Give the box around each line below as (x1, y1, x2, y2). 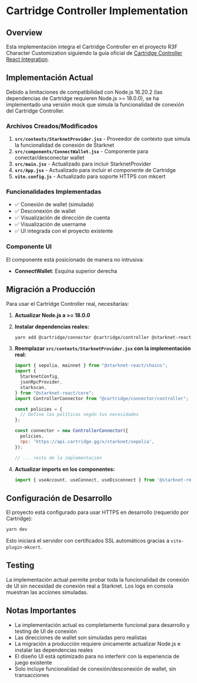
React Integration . (6, 56, 49, 62)
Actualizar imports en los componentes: (14, 466, 115, 473)
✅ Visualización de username (14, 221, 86, 228)
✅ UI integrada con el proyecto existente (14, 227, 113, 235)
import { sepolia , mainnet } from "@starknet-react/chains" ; (14, 362, 168, 369)
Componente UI (6, 243, 52, 251)
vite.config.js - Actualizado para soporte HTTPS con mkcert (14, 173, 166, 180)
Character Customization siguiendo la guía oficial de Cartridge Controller (6, 50, 183, 57)
